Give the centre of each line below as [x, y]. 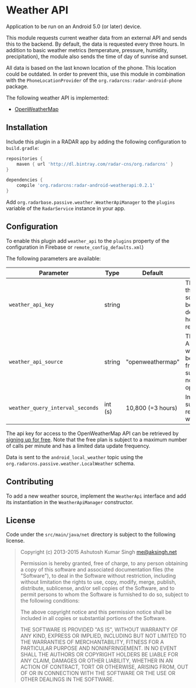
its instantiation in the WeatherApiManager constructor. [70, 502]
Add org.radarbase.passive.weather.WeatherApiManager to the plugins [91, 202]
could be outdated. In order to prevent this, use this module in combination [96, 74]
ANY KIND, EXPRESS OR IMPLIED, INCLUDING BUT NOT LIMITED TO [103, 636]
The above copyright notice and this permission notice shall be [96, 612]
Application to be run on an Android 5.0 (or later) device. [74, 26]
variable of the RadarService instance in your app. [66, 208]
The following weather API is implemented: [57, 98]
